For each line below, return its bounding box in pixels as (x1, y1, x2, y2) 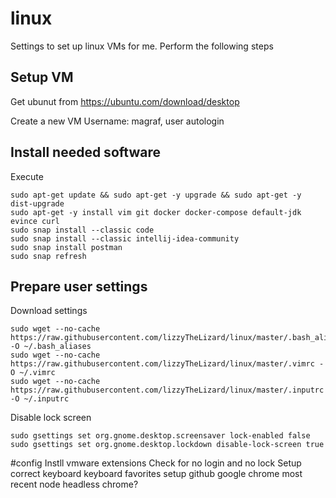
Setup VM (10, 69, 74, 86)
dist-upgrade (10, 198, 65, 209)
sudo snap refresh (10, 251, 87, 261)
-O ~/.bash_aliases (10, 342, 92, 352)
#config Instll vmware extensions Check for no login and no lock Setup (10, 457, 302, 469)
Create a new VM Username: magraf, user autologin (10, 115, 225, 127)
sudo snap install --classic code (10, 225, 155, 235)
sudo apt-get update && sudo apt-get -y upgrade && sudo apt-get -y (10, 190, 302, 200)
